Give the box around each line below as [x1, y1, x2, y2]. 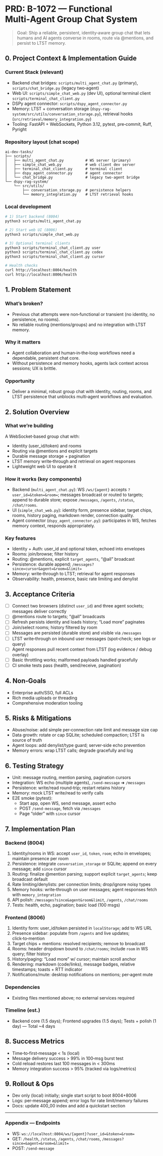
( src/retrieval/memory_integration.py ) [12, 116, 92, 122]
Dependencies [5, 984, 40, 991]
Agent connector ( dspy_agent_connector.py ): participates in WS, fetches [12, 518, 157, 523]
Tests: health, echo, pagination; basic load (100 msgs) [12, 902, 120, 908]
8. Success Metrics [5, 1037, 65, 1046]
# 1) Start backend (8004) [5, 214, 60, 219]
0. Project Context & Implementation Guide [5, 54, 137, 63]
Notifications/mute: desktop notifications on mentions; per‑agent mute [12, 972, 153, 978]
